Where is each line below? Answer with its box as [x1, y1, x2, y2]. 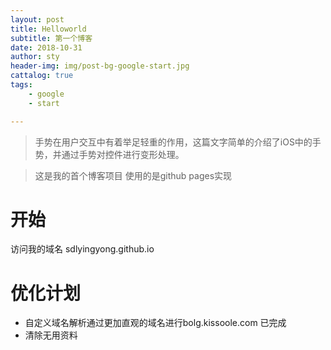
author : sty [10, 52, 60, 62]
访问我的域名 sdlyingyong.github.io [10, 243, 155, 255]
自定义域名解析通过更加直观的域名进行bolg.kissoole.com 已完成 [24, 317, 287, 329]
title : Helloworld [10, 24, 87, 34]
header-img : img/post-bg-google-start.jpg [10, 61, 190, 71]
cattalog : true [10, 71, 74, 81]
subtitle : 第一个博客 [10, 33, 93, 43]
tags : [10, 80, 33, 90]
